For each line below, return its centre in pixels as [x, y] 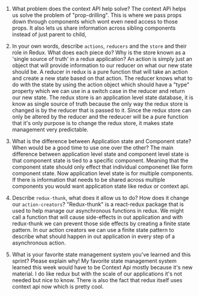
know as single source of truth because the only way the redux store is [100, 104]
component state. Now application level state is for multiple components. [103, 173]
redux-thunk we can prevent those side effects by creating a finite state [101, 224]
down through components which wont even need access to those [95, 21]
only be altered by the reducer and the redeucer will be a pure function [100, 117]
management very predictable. [50, 130]
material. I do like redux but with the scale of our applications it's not [97, 274]
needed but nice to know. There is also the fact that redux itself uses [97, 280]
